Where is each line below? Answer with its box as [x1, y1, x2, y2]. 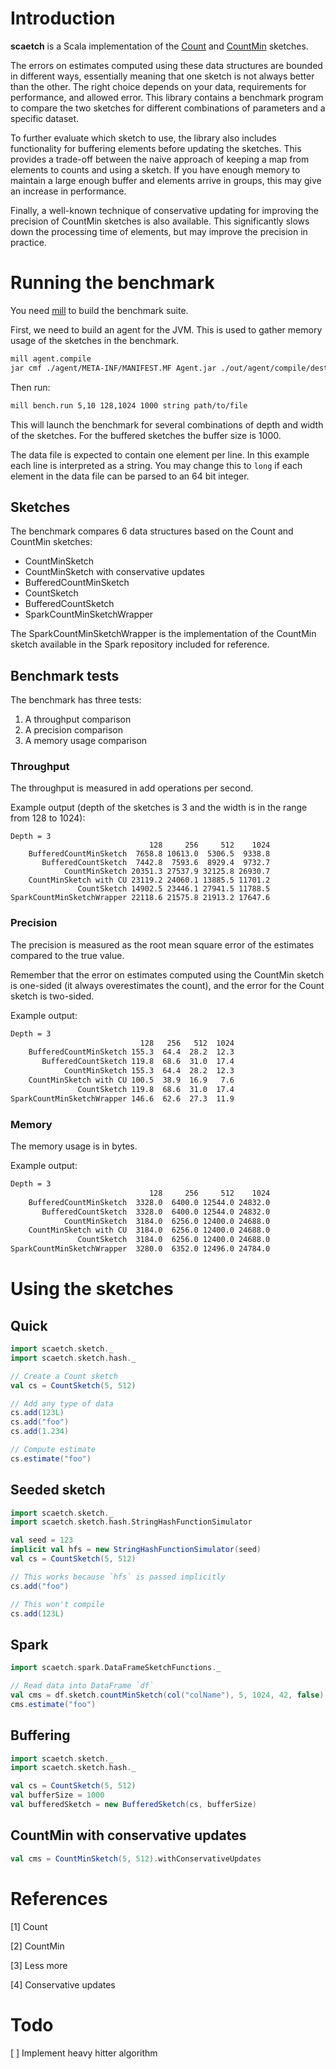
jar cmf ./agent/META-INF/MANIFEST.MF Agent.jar [10, 363, 217, 373]
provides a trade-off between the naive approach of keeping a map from [10, 153, 310, 165]
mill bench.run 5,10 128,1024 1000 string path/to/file [10, 400, 248, 411]
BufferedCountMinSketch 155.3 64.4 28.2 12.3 [28, 1047, 235, 1057]
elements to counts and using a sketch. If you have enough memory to [10, 163, 301, 176]
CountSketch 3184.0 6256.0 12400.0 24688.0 [77, 1235, 271, 1245]
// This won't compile [10, 1599, 105, 1609]
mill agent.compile [10, 353, 92, 364]
